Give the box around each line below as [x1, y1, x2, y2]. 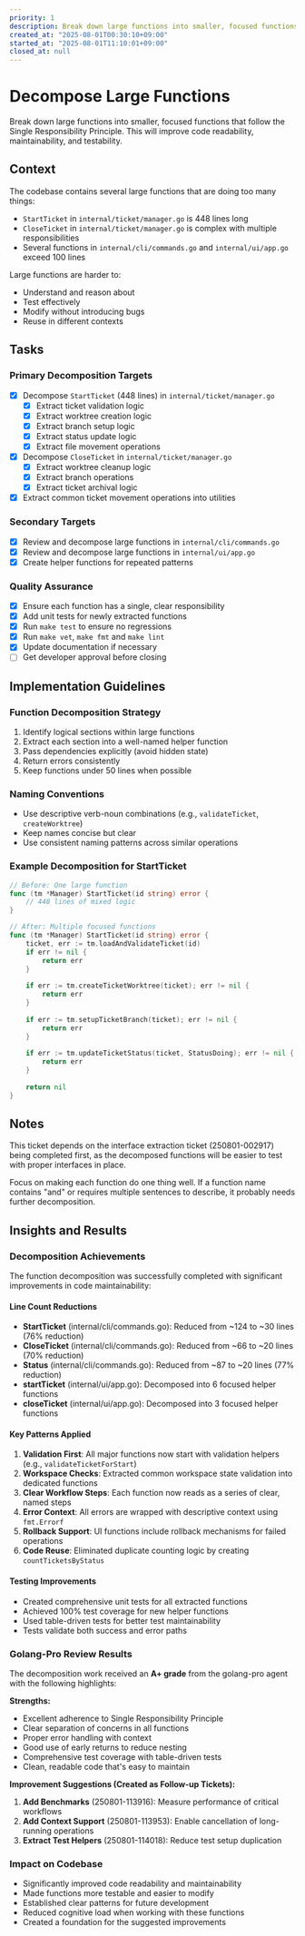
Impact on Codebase [9, 1857, 103, 1870]
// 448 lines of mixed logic [25, 898, 136, 907]
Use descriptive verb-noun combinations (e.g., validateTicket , [22, 809, 260, 820]
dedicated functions [22, 1478, 98, 1489]
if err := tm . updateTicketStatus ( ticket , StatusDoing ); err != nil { [25, 1049, 295, 1058]
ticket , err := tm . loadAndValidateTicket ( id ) [25, 939, 202, 948]
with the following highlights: [9, 1677, 117, 1688]
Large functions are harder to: [9, 269, 122, 280]
